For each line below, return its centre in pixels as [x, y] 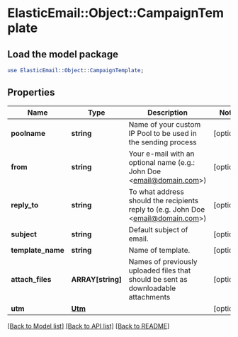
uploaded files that [160, 270]
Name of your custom [165, 124]
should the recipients [164, 200]
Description [168, 113]
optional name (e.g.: [162, 162]
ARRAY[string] [96, 279]
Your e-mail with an [161, 154]
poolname [28, 133]
